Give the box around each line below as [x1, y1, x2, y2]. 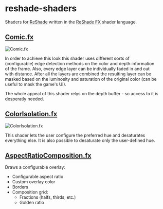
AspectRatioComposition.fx [5, 151, 91, 159]
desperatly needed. [5, 96, 44, 102]
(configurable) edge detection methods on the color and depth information [5, 60, 155, 66]
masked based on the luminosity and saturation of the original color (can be [5, 76, 157, 82]
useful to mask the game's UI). [5, 81, 67, 87]
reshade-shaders [5, 3, 77, 14]
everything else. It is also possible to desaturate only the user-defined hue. [5, 137, 155, 143]
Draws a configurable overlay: [5, 164, 66, 170]
